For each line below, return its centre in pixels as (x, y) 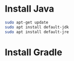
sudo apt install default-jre (37, 32)
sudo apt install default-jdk (37, 27)
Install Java (30, 9)
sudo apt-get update (27, 22)
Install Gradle (33, 52)
